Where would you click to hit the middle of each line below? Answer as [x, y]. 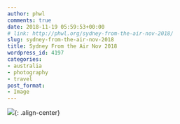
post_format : [26, 85]
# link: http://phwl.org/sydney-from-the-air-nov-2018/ [90, 33]
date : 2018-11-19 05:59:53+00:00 [56, 27]
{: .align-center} [37, 113]
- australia [25, 66]
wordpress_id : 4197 [36, 53]
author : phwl [26, 14]
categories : [25, 60]
